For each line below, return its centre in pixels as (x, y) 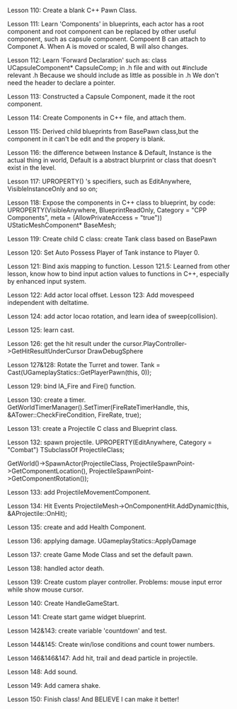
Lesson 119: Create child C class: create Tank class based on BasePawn (112, 239)
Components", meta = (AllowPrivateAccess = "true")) (85, 218)
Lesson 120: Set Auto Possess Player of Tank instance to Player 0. (104, 253)
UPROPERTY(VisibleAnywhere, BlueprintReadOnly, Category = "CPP (107, 210)
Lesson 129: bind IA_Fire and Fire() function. (72, 386)
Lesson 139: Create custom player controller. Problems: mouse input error (115, 582)
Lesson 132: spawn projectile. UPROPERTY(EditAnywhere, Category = (110, 442)
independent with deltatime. (48, 302)
